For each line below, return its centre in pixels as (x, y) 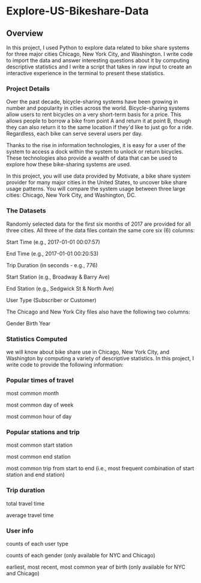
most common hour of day (39, 417)
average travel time (30, 515)
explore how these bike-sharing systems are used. (69, 165)
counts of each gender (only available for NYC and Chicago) (81, 555)
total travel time (25, 503)
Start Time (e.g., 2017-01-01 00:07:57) (53, 242)
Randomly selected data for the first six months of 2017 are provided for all (98, 224)
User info (20, 531)
